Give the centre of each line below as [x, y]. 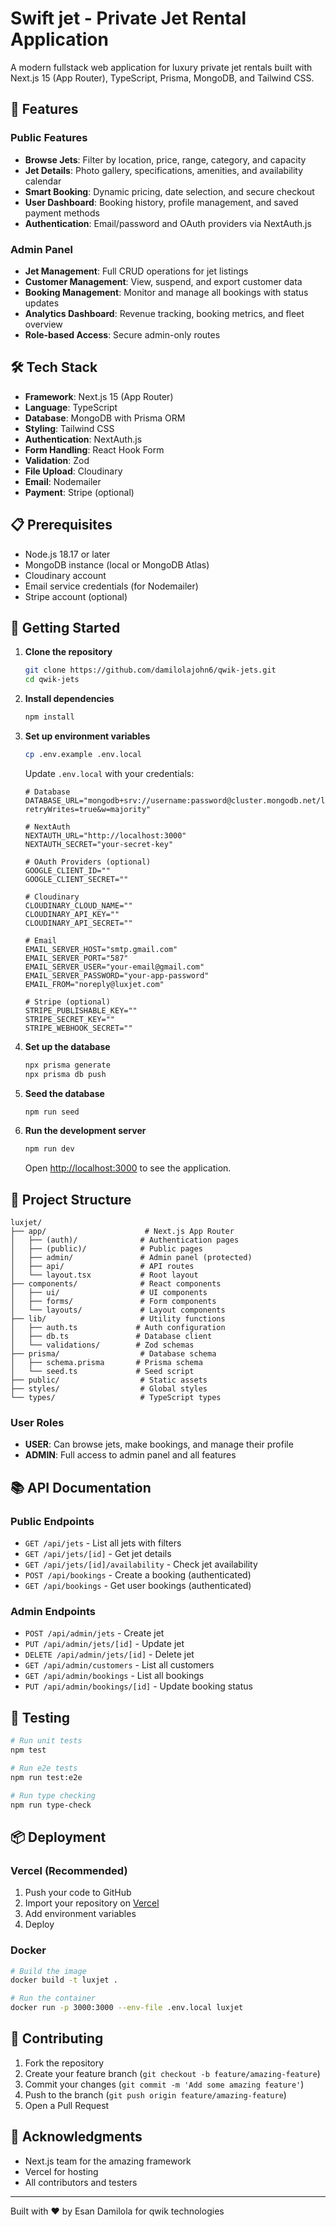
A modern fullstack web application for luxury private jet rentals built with [161, 67]
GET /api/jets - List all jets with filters [103, 1543]
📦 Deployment [58, 1837]
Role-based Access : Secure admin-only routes [122, 334]
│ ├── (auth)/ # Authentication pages [125, 1240]
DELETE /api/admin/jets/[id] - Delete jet [109, 1654]
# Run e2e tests [44, 1768]
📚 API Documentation [81, 1487]
